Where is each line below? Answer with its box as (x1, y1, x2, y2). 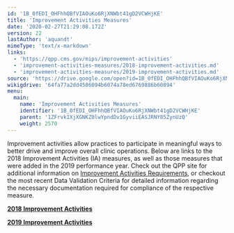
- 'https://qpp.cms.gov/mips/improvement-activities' (13, 56, 173, 63)
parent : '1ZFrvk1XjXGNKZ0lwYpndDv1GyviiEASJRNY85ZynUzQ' (19, 113, 189, 120)
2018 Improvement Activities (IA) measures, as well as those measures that (7, 154, 223, 162)
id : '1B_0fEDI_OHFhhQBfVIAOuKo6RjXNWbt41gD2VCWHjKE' (7, 10, 164, 17)
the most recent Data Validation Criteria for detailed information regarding (7, 176, 219, 184)
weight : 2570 (19, 120, 58, 127)
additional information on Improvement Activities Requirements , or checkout (7, 168, 226, 177)
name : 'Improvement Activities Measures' (19, 101, 141, 108)
